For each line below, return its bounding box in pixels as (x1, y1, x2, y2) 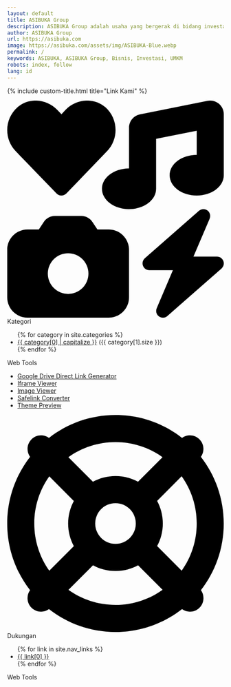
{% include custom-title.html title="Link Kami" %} (7, 87, 148, 95)
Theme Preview (16, 401, 62, 409)
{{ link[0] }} (16, 652, 49, 660)
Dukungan (7, 631, 36, 639)
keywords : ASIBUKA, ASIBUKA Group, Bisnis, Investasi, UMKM (7, 55, 184, 62)
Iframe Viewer (16, 379, 57, 387)
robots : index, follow (7, 61, 72, 68)
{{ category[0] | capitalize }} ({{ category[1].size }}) (16, 338, 163, 346)
